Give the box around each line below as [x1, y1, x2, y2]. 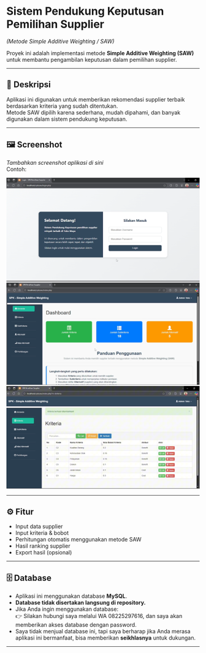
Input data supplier [15, 523, 63, 530]
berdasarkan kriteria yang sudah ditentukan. [6, 102, 118, 110]
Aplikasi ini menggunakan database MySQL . [15, 592, 128, 600]
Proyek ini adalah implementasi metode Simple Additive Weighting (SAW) [6, 49, 194, 56]
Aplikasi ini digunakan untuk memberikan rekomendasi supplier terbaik [6, 96, 185, 103]
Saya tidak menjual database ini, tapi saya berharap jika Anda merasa [15, 627, 191, 635]
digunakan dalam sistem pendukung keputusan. [6, 115, 128, 123]
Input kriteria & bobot [15, 529, 69, 537]
